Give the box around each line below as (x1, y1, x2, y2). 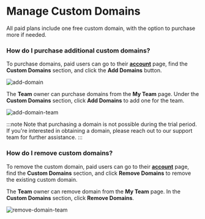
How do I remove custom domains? (6, 149, 113, 157)
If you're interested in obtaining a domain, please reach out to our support (6, 127, 193, 135)
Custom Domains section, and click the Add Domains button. (6, 67, 162, 74)
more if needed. (6, 31, 47, 38)
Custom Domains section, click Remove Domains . (6, 194, 135, 201)
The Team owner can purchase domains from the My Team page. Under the (6, 91, 199, 98)
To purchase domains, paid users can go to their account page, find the (6, 60, 188, 68)
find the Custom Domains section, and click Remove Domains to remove (6, 169, 192, 177)
